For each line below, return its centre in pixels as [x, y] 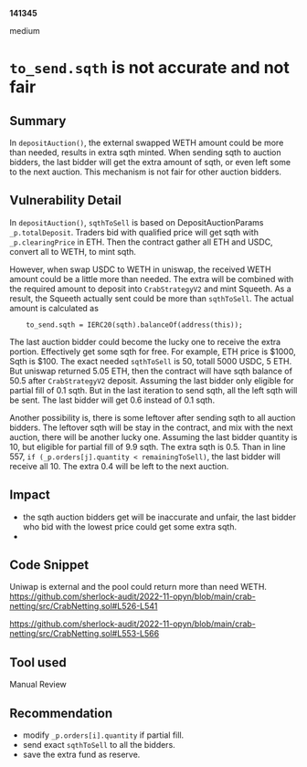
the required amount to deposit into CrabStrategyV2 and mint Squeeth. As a [151, 289]
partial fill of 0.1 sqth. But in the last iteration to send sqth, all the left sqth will [153, 390]
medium [25, 31]
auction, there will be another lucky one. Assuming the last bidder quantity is [154, 436]
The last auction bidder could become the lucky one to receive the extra [145, 341]
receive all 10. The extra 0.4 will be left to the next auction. [119, 466]
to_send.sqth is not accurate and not [149, 68]
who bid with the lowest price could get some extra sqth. [130, 526]
